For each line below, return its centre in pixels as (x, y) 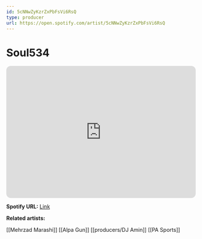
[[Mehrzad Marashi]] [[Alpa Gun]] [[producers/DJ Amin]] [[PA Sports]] (93, 230)
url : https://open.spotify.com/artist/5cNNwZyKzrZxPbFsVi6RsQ (86, 23)
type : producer (25, 17)
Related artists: (26, 218)
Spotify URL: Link (28, 207)
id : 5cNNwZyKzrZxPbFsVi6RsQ (41, 12)
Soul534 (28, 53)
